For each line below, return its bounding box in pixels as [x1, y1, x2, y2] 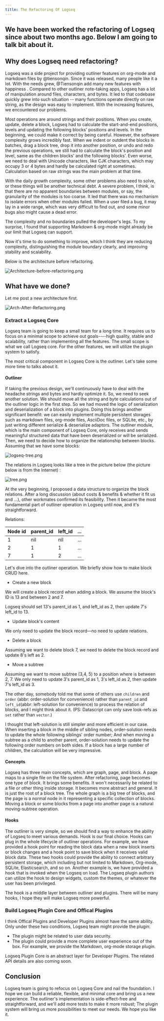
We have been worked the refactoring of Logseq [5, 25, 155, 34]
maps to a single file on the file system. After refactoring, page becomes [5, 775, 150, 781]
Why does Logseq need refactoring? [5, 57, 119, 66]
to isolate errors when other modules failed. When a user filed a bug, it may [5, 199, 157, 204]
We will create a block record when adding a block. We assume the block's [5, 589, 156, 595]
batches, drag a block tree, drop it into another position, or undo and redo [5, 142, 153, 148]
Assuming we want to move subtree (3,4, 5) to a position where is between [5, 671, 156, 677]
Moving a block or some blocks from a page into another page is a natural [5, 801, 154, 807]
